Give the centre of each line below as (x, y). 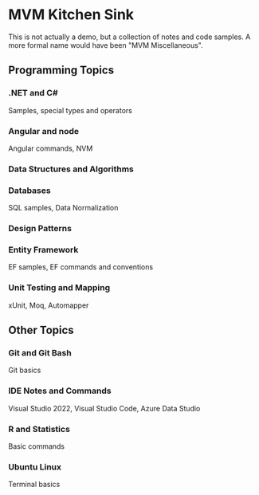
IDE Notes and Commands (60, 391)
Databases (29, 191)
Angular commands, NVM (51, 148)
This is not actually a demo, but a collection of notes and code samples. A (129, 37)
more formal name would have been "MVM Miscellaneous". (106, 45)
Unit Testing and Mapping (59, 288)
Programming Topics (61, 71)
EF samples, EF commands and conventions (81, 267)
